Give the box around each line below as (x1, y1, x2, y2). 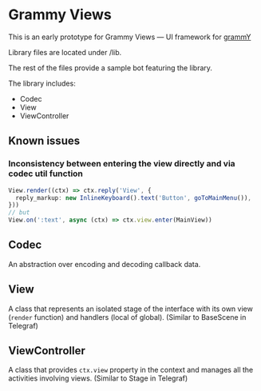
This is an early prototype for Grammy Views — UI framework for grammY (8, 32, 251, 42)
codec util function (8, 168, 84, 179)
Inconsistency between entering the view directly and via (8, 158, 235, 170)
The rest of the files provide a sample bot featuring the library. (8, 62, 213, 73)
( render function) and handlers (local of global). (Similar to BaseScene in (8, 312, 247, 321)
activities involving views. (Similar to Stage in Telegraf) (8, 373, 188, 383)
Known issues (8, 134, 81, 148)
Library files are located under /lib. (8, 47, 122, 57)
